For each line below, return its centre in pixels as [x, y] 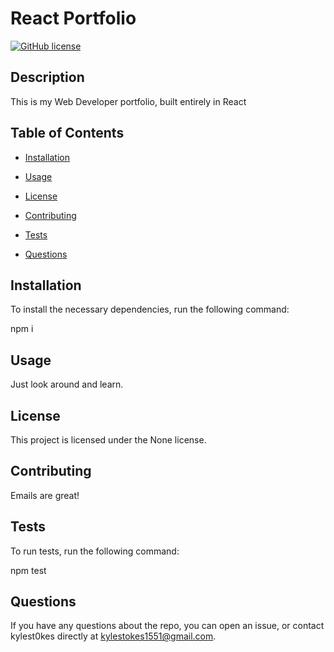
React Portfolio [73, 18]
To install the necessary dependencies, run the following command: [150, 309]
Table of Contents [67, 133]
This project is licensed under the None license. [108, 440]
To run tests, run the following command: [95, 551]
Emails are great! [45, 495]
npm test [28, 570]
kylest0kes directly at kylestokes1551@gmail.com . [113, 636]
